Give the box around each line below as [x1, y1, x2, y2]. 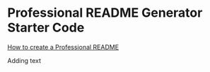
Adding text [7, 56, 41, 64]
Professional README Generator [7, 5, 203, 21]
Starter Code [7, 20, 85, 36]
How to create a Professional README [7, 43, 119, 51]
